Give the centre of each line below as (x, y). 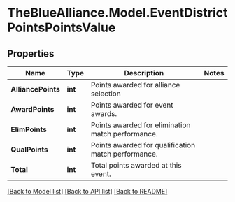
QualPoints (30, 150)
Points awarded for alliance (135, 85)
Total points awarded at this (136, 165)
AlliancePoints (36, 89)
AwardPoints (33, 109)
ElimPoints (29, 129)
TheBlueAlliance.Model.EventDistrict (117, 13)
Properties (31, 53)
